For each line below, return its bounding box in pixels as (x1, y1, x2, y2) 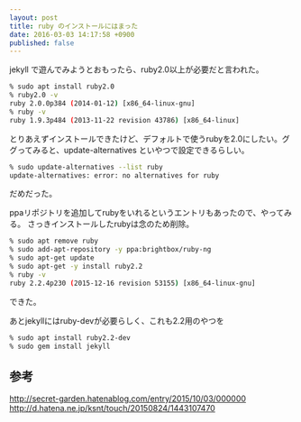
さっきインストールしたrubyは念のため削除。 (26, 218, 195, 230)
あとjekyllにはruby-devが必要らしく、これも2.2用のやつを (9, 315, 224, 326)
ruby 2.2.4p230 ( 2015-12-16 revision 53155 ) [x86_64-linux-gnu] (9, 279, 256, 288)
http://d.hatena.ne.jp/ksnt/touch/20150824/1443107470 (9, 403, 216, 414)
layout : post (9, 13, 59, 23)
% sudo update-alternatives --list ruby (9, 162, 164, 171)
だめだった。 (9, 188, 57, 199)
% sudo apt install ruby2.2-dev (9, 333, 131, 343)
